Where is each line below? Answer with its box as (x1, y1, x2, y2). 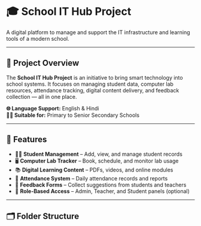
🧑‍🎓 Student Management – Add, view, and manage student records (14, 150, 182, 158)
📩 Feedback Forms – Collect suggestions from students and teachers (14, 181, 187, 188)
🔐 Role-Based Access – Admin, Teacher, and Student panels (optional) (14, 187, 190, 195)
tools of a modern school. (6, 35, 70, 42)
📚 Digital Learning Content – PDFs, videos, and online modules (14, 166, 173, 173)
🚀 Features (6, 134, 47, 144)
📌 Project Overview (6, 58, 80, 68)
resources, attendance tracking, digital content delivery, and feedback (6, 86, 179, 94)
